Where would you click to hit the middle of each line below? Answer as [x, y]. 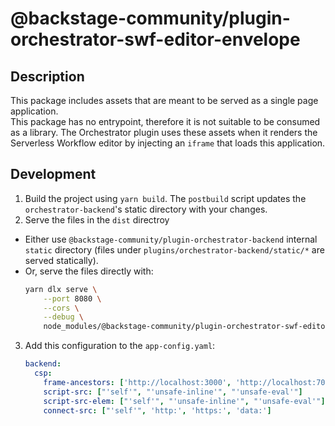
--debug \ [63, 317]
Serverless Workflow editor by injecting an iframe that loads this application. [168, 143]
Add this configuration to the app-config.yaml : [120, 346]
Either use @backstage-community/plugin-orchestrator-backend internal [171, 239]
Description [47, 76]
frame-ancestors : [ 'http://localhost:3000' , [137, 382]
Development [53, 174]
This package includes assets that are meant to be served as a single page [164, 100]
